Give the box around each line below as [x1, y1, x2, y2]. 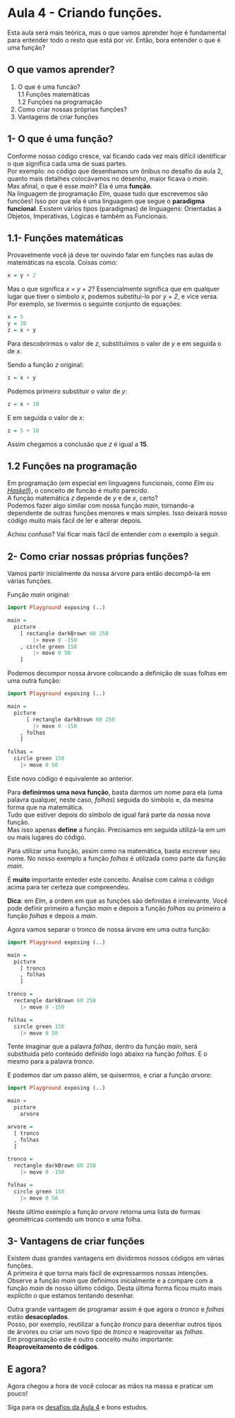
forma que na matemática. [7, 803, 84, 811]
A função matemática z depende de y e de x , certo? [7, 494, 159, 503]
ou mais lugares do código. [7, 833, 87, 841]
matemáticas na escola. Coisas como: [7, 258, 118, 267]
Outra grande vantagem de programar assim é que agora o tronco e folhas [7, 1305, 224, 1314]
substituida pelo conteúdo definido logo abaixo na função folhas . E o [7, 1050, 207, 1058]
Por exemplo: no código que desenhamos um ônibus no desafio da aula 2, [7, 167, 224, 175]
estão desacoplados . [7, 1313, 70, 1321]
